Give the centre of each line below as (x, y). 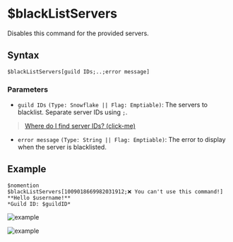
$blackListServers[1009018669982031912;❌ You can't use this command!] (115, 192)
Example (27, 169)
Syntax (23, 55)
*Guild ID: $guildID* (39, 204)
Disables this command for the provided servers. (78, 33)
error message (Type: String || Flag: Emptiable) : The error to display (121, 140)
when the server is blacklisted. (62, 147)
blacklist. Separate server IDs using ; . (72, 112)
